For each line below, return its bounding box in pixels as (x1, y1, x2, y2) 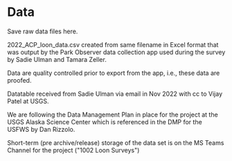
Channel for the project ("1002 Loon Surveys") (7, 146, 140, 154)
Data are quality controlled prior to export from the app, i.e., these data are (7, 69, 220, 77)
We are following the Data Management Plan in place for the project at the (7, 110, 218, 119)
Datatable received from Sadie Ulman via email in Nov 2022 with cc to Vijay (7, 90, 223, 98)
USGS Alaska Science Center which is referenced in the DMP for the (7, 117, 202, 126)
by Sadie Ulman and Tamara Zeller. (7, 55, 107, 63)
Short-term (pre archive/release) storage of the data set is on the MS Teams (7, 138, 224, 146)
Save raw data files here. (7, 27, 78, 35)
